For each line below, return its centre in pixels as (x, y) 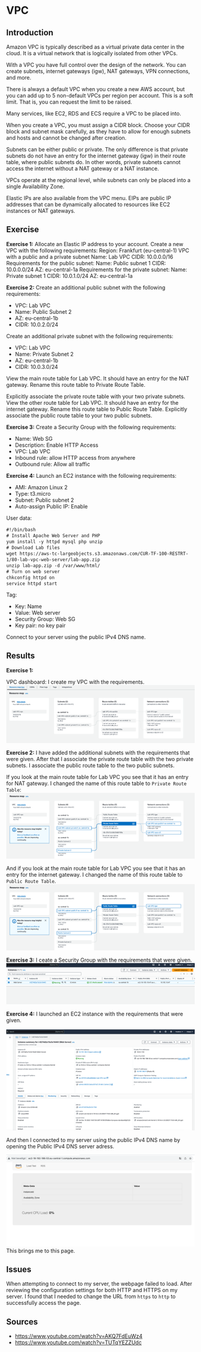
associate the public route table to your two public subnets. (79, 415)
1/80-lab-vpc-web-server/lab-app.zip (53, 560)
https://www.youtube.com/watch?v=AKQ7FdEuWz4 (79, 1336)
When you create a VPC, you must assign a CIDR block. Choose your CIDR (98, 125)
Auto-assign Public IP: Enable (51, 506)
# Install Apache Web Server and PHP (53, 536)
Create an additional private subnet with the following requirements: (90, 336)
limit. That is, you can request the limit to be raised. (69, 102)
